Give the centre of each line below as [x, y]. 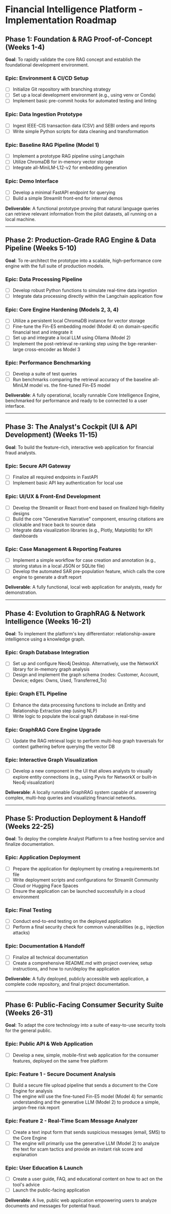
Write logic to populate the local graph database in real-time [76, 716]
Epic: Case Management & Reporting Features [63, 549]
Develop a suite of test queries [45, 373]
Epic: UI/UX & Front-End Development [53, 496]
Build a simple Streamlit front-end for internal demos [68, 198]
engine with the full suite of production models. [55, 266]
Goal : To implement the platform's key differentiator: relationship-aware [80, 633]
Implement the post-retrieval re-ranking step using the [69, 343]
